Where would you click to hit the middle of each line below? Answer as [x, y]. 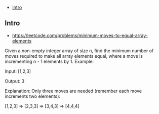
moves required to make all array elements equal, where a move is [74, 56]
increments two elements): [33, 96]
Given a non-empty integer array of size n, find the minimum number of [79, 51]
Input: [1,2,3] [18, 71]
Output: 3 [15, 81]
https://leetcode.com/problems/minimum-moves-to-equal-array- [80, 35]
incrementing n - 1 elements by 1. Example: [49, 61]
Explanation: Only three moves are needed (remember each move [73, 91]
